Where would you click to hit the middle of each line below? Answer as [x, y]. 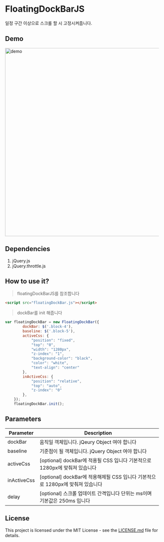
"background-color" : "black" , [62, 358]
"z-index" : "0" [47, 390]
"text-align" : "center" [55, 368]
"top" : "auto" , [47, 386]
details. [12, 535]
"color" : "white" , [50, 363]
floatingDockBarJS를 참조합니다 [48, 294]
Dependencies [28, 249]
